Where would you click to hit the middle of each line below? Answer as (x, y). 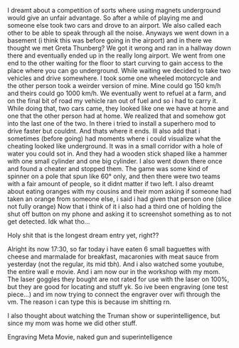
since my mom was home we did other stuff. (72, 323)
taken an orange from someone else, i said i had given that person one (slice (119, 199)
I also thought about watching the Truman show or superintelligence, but (114, 316)
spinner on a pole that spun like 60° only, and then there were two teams (114, 176)
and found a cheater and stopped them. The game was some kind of (108, 169)
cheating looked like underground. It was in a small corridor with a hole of (115, 146)
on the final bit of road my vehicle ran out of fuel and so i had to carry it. (113, 101)
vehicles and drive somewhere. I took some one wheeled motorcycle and (115, 78)
